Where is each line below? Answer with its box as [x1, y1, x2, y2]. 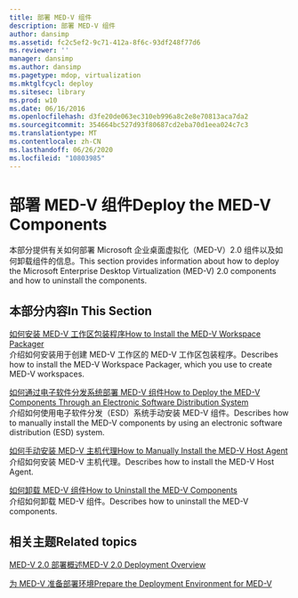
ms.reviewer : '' [9, 46, 69, 55]
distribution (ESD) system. [9, 427, 105, 438]
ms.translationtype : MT [9, 129, 98, 138]
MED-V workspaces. [9, 368, 85, 379]
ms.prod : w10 [9, 95, 58, 105]
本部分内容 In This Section [9, 303, 153, 319]
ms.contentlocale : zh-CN [9, 137, 101, 146]
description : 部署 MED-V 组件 [9, 21, 116, 30]
